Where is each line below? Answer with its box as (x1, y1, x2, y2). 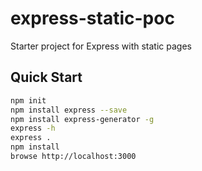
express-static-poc (10, 7, 175, 30)
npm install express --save (10, 105, 128, 115)
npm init (10, 95, 47, 106)
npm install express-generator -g (10, 114, 155, 124)
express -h (10, 123, 56, 134)
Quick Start (10, 69, 83, 86)
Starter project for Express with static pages (10, 40, 192, 52)
